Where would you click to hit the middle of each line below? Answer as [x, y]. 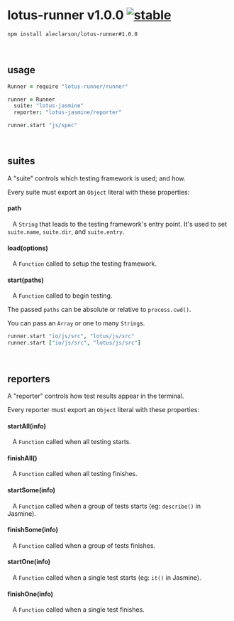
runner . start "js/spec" [43, 125]
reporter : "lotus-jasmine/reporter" [68, 113]
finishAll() [22, 458]
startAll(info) [27, 426]
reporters [29, 379]
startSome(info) [31, 490]
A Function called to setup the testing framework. [85, 264]
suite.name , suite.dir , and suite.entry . [66, 232]
